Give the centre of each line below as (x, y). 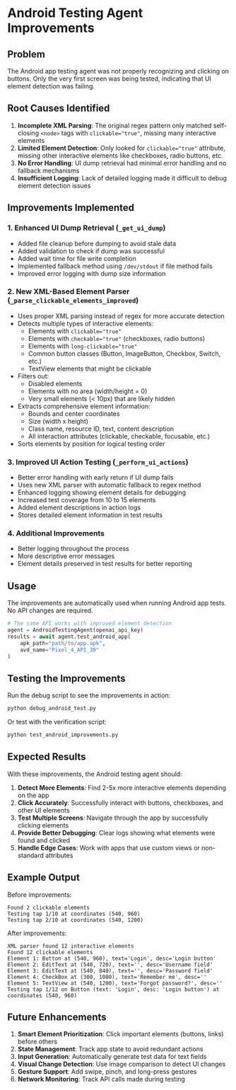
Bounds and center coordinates (74, 413)
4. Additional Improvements (56, 533)
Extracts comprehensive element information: (84, 406)
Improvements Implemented (71, 208)
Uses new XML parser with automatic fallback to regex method (109, 485)
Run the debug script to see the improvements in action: (89, 695)
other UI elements (43, 810)
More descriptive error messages (66, 556)
